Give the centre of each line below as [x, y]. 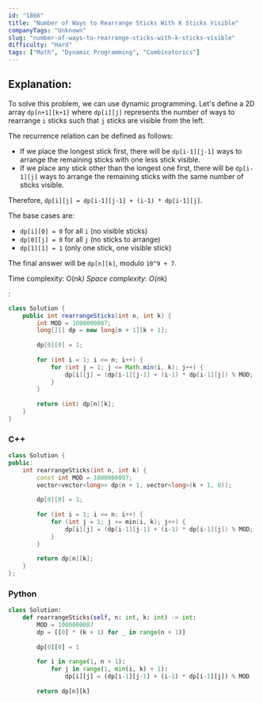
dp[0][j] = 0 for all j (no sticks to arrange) [90, 239]
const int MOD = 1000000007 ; [85, 478]
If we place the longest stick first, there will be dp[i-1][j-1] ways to [131, 151]
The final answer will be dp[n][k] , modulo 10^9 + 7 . [92, 263]
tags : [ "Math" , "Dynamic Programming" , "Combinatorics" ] [104, 52]
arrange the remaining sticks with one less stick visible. [110, 159]
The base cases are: [42, 216]
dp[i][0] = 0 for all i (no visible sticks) [84, 231]
